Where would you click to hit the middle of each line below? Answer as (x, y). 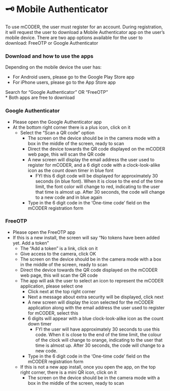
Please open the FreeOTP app (44, 232)
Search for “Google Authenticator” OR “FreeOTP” (57, 92)
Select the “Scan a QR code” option (57, 132)
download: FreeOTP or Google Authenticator (52, 43)
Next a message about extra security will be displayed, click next (96, 297)
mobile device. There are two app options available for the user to (74, 38)
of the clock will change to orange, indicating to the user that (99, 340)
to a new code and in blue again (69, 197)
